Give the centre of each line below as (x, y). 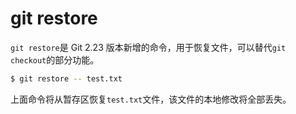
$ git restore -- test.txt (66, 78)
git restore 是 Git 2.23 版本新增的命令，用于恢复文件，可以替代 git (148, 47)
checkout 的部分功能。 (55, 59)
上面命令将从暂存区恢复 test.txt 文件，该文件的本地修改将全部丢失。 (151, 99)
